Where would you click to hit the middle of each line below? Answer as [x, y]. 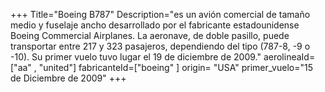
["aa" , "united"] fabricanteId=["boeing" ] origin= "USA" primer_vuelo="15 [161, 67]
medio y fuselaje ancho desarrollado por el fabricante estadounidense [155, 25]
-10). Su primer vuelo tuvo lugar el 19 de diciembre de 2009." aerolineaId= [163, 57]
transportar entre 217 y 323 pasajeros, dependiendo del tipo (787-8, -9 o [160, 46]
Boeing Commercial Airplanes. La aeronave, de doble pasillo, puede [150, 35]
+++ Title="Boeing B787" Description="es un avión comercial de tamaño [160, 14]
